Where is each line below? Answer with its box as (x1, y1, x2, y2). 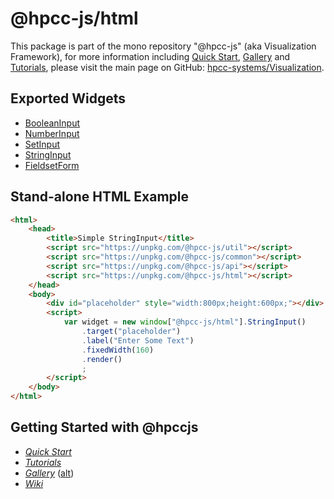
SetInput (24, 138, 60, 150)
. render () (81, 354, 123, 364)
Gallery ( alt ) (24, 467, 75, 479)
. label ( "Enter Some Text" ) (81, 335, 195, 346)
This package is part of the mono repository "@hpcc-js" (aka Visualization (10, 40, 317, 52)
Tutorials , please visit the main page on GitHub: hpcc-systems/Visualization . (10, 61, 325, 73)
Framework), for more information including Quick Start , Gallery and (10, 50, 291, 62)
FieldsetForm (24, 159, 80, 171)
